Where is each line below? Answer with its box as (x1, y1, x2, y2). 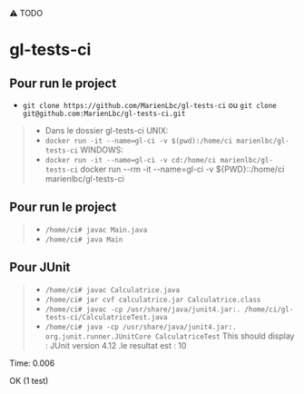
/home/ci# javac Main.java (44, 225, 148, 234)
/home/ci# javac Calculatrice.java (44, 285, 180, 294)
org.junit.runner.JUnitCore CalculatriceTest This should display (44, 330, 295, 341)
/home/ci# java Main (44, 235, 123, 244)
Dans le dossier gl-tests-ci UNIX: (44, 125, 169, 135)
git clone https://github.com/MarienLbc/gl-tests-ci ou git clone (22, 100, 277, 110)
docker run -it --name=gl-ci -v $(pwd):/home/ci (44, 136, 233, 145)
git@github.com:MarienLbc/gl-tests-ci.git (22, 109, 186, 118)
